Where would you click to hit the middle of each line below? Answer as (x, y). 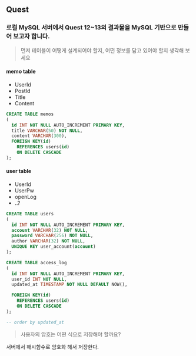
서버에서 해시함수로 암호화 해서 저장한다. (52, 347)
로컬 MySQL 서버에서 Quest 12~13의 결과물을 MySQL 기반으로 (91, 28)
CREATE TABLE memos (30, 114)
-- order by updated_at (35, 322)
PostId (22, 91)
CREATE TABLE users (30, 214)
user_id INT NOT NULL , (39, 279)
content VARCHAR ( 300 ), (39, 136)
